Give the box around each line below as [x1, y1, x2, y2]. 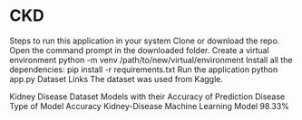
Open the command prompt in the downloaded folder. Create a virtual [9, 44, 269, 55]
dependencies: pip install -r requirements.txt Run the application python [9, 64, 278, 75]
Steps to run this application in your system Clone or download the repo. [9, 35, 280, 46]
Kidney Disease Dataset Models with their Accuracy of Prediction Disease [9, 91, 286, 102]
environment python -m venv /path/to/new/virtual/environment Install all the [9, 54, 293, 65]
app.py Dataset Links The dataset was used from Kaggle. [9, 73, 224, 84]
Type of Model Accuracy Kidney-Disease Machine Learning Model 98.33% [9, 100, 290, 111]
